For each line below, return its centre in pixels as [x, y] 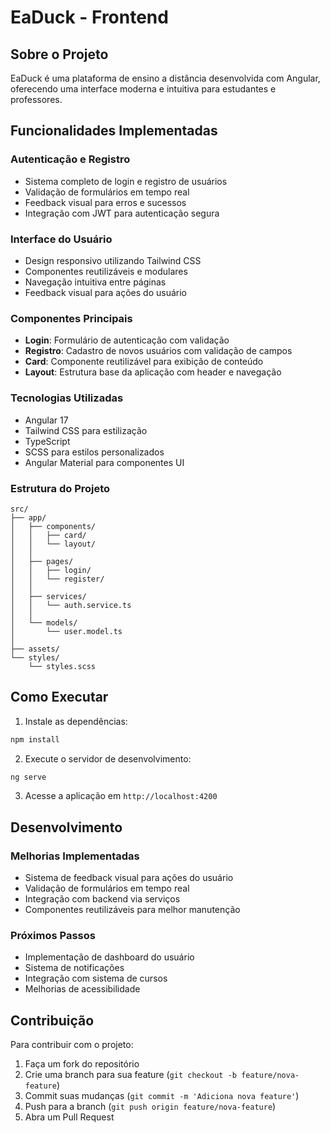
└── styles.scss [62, 666]
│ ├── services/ [48, 596]
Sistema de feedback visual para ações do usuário [129, 878]
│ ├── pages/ [42, 561]
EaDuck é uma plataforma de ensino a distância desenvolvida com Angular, [165, 78]
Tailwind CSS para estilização [86, 430]
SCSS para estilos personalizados [94, 452]
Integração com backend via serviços [102, 899]
